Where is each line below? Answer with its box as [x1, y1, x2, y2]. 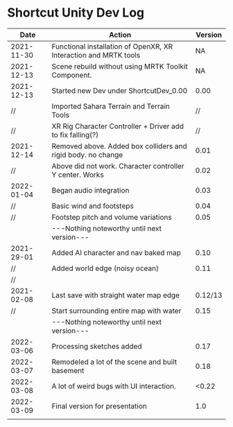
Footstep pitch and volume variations [51, 212, 172, 222]
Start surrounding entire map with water [51, 306, 182, 315]
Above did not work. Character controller [51, 161, 185, 171]
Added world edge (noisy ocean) [51, 263, 159, 273]
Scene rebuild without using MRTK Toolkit [51, 61, 189, 71]
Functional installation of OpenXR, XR [51, 42, 173, 51]
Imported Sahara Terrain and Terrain [51, 101, 170, 111]
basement [51, 365, 85, 375]
